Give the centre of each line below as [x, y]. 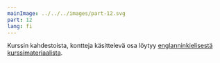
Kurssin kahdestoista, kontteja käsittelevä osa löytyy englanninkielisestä [110, 46]
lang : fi [20, 26]
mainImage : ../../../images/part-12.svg [67, 13]
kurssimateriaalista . [35, 53]
